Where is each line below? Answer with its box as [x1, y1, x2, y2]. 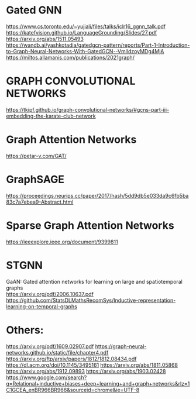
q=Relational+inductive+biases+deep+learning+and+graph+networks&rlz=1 [6, 380, 190, 387]
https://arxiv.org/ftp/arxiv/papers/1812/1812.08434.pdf [6, 355, 137, 362]
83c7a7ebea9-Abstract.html [6, 198, 74, 205]
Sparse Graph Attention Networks [6, 219, 174, 232]
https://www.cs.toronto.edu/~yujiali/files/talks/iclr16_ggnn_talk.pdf [6, 23, 166, 30]
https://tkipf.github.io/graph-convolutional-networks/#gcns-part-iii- [6, 106, 170, 113]
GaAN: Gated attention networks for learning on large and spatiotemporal [6, 278, 183, 285]
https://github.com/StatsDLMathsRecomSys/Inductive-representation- [6, 297, 176, 304]
